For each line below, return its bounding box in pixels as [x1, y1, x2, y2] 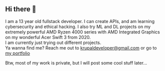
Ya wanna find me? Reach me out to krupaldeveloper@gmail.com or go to [5, 44, 157, 50]
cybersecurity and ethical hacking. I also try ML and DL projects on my [5, 23, 151, 29]
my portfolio [5, 50, 30, 56]
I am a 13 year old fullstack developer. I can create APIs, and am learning [5, 18, 155, 24]
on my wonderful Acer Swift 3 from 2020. [5, 34, 91, 40]
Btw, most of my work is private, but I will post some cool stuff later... [5, 59, 147, 65]
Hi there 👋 [5, 5, 36, 13]
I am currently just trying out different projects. [5, 39, 101, 45]
